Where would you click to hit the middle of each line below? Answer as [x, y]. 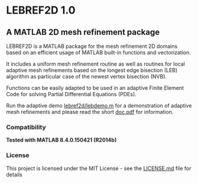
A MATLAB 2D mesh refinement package [83, 32]
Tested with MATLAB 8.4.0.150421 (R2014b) [61, 140]
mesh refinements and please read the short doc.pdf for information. [90, 112]
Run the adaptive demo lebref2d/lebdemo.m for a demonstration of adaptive [99, 106]
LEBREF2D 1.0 [41, 10]
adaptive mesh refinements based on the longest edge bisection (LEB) [92, 70]
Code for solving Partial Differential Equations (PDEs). [72, 94]
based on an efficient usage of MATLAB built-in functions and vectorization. [98, 53]
